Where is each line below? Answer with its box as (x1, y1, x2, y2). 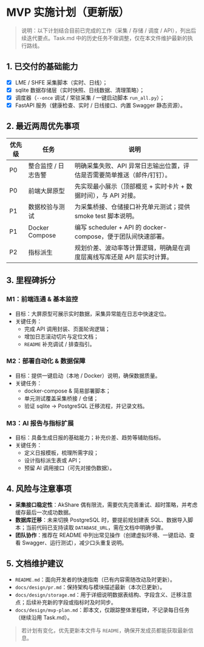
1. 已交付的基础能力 (6, 61, 78, 72)
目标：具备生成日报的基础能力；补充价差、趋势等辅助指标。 (15, 434, 165, 441)
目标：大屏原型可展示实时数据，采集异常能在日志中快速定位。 (15, 310, 170, 317)
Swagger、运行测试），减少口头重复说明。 (22, 539, 127, 546)
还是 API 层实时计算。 (111, 253, 173, 261)
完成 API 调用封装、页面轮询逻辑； (24, 325, 110, 332)
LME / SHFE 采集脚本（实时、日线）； (15, 78, 108, 86)
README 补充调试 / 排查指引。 (24, 340, 95, 347)
